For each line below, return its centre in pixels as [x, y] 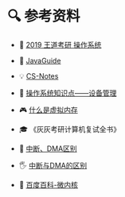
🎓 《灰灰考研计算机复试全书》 [70, 129]
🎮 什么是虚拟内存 [49, 110]
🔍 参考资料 [44, 16]
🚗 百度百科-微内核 [49, 184]
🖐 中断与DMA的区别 [53, 165]
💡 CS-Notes [39, 75]
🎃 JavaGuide [40, 60]
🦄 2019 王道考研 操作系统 [60, 44]
